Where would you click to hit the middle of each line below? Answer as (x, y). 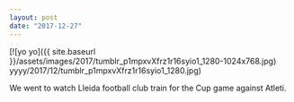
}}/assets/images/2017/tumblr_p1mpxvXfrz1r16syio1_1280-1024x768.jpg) (143, 61)
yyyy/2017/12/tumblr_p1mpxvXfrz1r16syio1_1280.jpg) (106, 70)
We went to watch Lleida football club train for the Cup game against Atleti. (148, 88)
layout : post (34, 17)
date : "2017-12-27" (46, 26)
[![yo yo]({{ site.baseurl (53, 51)
